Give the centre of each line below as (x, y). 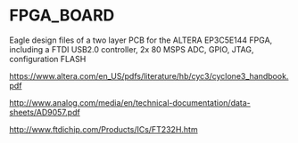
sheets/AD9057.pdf (45, 112)
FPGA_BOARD (62, 16)
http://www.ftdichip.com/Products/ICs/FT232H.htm (103, 129)
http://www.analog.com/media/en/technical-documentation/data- (130, 102)
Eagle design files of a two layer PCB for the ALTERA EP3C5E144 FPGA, (141, 40)
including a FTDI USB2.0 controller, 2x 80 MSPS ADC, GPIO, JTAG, (132, 49)
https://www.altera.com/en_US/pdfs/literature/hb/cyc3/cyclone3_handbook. (149, 75)
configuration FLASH (48, 59)
